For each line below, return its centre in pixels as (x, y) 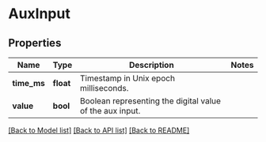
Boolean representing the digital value (150, 101)
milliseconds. (104, 88)
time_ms (29, 83)
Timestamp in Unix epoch (127, 78)
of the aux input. (110, 111)
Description (152, 65)
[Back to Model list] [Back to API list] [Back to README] (99, 130)
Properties (35, 43)
